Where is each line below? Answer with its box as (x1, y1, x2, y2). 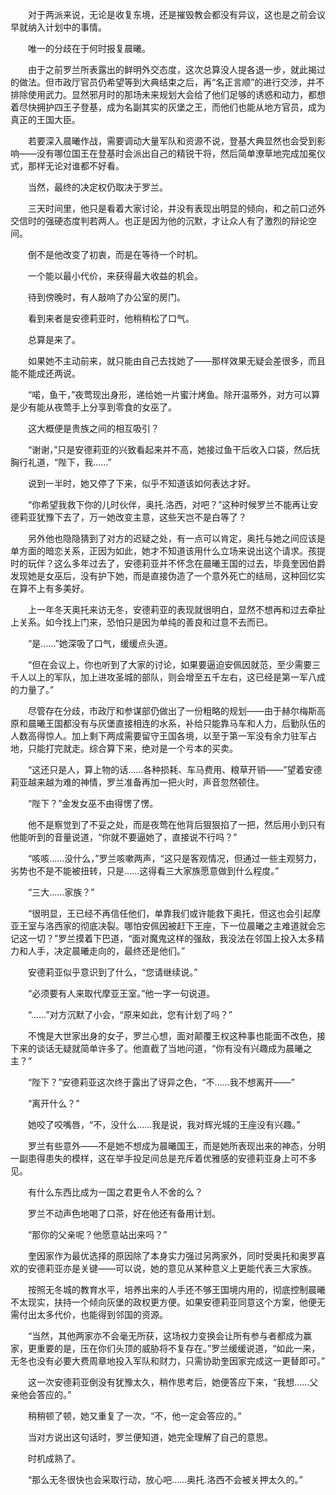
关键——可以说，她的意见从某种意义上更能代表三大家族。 (79, 1263, 317, 1274)
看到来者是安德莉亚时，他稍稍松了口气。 (27, 313, 195, 324)
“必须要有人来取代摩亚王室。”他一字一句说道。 (27, 988, 216, 999)
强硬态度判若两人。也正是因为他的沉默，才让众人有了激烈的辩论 (44, 215, 308, 227)
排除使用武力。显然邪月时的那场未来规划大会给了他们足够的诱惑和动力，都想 (10, 89, 326, 100)
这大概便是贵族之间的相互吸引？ (27, 423, 160, 434)
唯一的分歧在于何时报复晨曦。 (27, 43, 151, 54)
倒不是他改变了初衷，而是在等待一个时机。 (27, 249, 203, 260)
